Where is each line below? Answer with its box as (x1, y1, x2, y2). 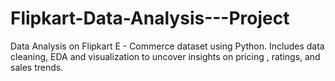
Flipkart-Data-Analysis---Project (10, 7, 290, 30)
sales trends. (10, 61, 64, 73)
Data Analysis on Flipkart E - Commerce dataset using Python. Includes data (10, 40, 325, 52)
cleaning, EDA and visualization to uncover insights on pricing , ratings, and (10, 50, 321, 62)
